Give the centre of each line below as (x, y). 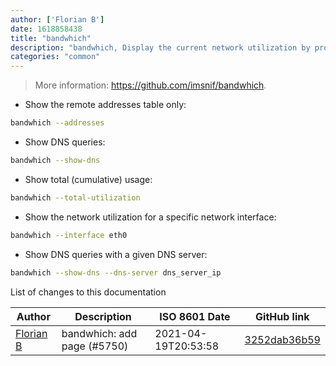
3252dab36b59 (282, 339)
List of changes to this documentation (88, 292)
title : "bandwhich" (51, 38)
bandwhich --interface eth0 (69, 235)
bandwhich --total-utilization (75, 197)
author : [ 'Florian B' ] (57, 19)
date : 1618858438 (46, 29)
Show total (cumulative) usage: (88, 179)
